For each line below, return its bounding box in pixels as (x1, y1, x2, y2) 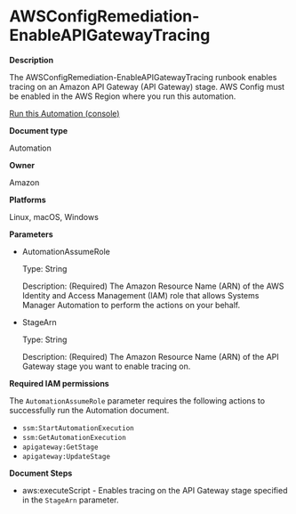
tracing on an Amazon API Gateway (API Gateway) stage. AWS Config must (9, 81, 285, 92)
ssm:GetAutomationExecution (21, 433, 126, 442)
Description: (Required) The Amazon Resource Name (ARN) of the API (21, 351, 280, 362)
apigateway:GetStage (21, 443, 99, 452)
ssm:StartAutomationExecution (21, 423, 135, 433)
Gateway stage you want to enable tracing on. (21, 361, 191, 371)
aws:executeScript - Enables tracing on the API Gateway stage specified (21, 485, 288, 495)
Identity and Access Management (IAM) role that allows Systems (21, 290, 260, 300)
